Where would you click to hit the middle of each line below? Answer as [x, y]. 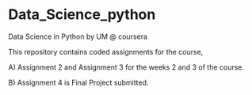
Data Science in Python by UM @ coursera [78, 36]
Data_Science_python [82, 15]
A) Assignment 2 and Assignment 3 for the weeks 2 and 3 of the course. [126, 67]
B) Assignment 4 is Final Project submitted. [78, 82]
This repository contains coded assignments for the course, [106, 51]
